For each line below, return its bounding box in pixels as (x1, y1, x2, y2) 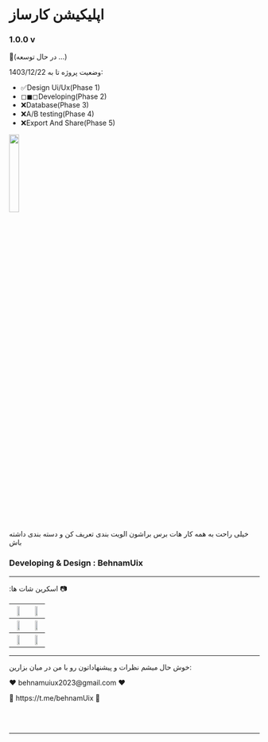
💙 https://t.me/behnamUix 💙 (9, 693, 100, 702)
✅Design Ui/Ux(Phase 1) (20, 83, 100, 92)
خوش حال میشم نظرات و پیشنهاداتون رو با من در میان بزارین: (9, 662, 192, 672)
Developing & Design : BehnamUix (9, 557, 144, 568)
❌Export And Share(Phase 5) (20, 118, 116, 128)
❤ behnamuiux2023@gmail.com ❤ (9, 678, 126, 687)
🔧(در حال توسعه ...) (9, 52, 68, 61)
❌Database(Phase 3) (20, 100, 90, 110)
